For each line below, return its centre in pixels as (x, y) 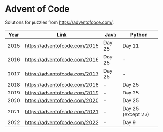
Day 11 (131, 46)
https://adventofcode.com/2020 (62, 100)
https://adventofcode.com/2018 (62, 85)
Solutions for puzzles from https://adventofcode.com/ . (59, 22)
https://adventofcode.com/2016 (62, 59)
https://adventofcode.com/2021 (62, 112)
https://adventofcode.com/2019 (62, 93)
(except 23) (136, 114)
